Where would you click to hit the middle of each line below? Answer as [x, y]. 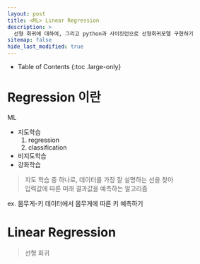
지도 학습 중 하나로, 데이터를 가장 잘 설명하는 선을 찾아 [99, 179]
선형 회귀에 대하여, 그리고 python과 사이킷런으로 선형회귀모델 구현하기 [104, 34]
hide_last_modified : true [45, 47]
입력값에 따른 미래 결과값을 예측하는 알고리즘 [86, 188]
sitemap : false [30, 40]
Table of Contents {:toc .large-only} [69, 67]
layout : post [27, 14]
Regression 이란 [54, 98]
